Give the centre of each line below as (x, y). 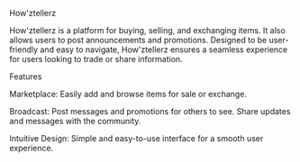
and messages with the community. (75, 121)
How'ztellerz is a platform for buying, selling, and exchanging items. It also (147, 30)
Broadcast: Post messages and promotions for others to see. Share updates (150, 111)
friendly (24, 49)
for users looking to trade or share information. (96, 59)
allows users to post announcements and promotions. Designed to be (138, 40)
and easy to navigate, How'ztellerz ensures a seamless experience (164, 49)
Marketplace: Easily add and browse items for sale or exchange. (128, 94)
